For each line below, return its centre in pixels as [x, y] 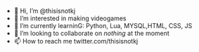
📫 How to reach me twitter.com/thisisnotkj [76, 41]
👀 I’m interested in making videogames [70, 18]
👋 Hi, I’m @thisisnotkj [45, 11]
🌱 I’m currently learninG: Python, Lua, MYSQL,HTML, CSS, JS [103, 26]
